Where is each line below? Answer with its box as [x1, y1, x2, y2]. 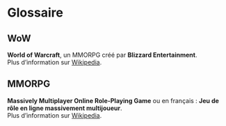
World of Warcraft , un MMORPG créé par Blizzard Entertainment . [7, 51, 197, 59]
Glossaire [7, 5, 64, 21]
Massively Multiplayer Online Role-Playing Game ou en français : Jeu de [7, 96, 219, 105]
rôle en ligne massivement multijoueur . [7, 104, 123, 112]
